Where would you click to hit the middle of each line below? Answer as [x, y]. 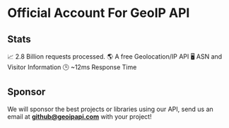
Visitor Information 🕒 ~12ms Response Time [72, 67]
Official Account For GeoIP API [99, 13]
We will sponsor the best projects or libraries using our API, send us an [110, 109]
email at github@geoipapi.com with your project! [80, 116]
